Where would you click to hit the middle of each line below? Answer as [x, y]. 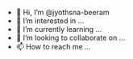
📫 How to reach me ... [53, 47]
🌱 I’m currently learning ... [59, 29]
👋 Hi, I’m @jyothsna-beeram [63, 12]
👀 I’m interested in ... [50, 21]
